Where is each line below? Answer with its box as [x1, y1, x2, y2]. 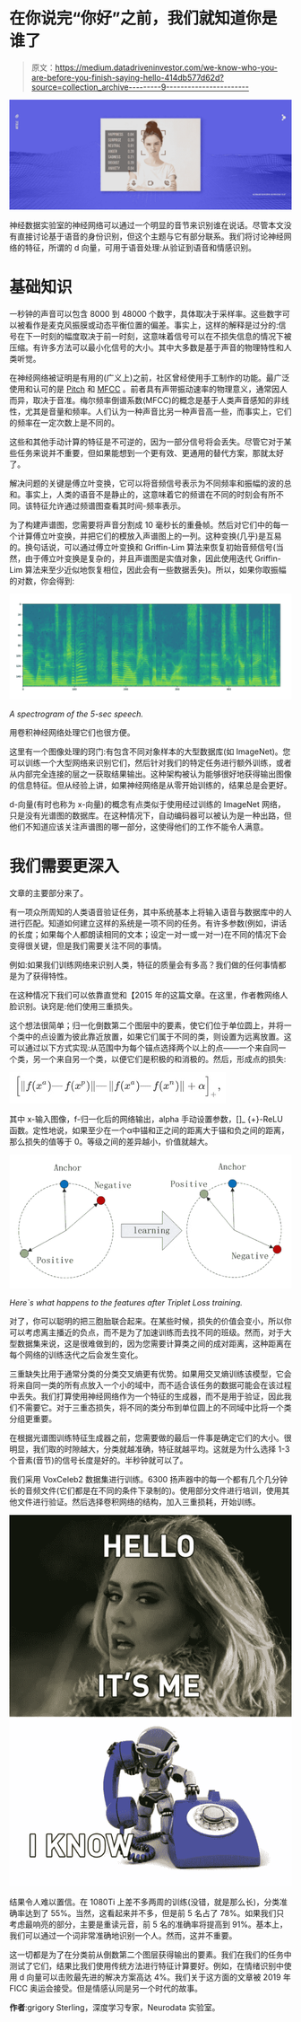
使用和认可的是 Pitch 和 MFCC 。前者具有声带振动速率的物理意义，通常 [9, 383, 272, 394]
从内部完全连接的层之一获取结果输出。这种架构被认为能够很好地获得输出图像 [9, 769, 292, 779]
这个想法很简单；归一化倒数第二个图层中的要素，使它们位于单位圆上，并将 [9, 1020, 284, 1031]
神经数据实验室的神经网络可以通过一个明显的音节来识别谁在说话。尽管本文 [9, 219, 284, 230]
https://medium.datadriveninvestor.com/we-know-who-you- [55, 62, 278, 73]
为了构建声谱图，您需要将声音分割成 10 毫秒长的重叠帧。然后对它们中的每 [9, 519, 281, 530]
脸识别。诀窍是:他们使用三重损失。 [9, 1000, 138, 1011]
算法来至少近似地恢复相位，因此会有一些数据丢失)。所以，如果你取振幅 [24, 564, 287, 575]
